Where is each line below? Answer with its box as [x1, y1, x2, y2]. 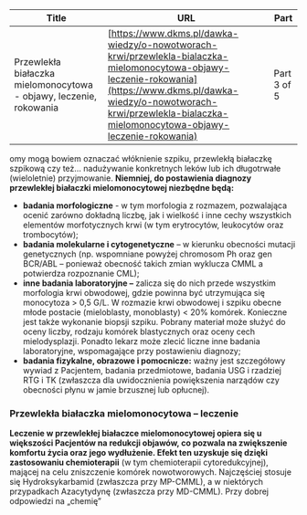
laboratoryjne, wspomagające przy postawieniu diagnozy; [22, 346, 241, 356]
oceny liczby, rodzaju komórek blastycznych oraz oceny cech [22, 326, 256, 337]
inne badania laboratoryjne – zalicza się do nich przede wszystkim [22, 278, 276, 289]
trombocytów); [22, 229, 79, 240]
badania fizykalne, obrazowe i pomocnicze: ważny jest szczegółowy [22, 355, 286, 366]
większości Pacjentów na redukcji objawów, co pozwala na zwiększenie [9, 437, 288, 448]
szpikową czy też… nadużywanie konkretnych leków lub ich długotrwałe [9, 163, 281, 173]
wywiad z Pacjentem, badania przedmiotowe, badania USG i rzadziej [22, 365, 281, 375]
